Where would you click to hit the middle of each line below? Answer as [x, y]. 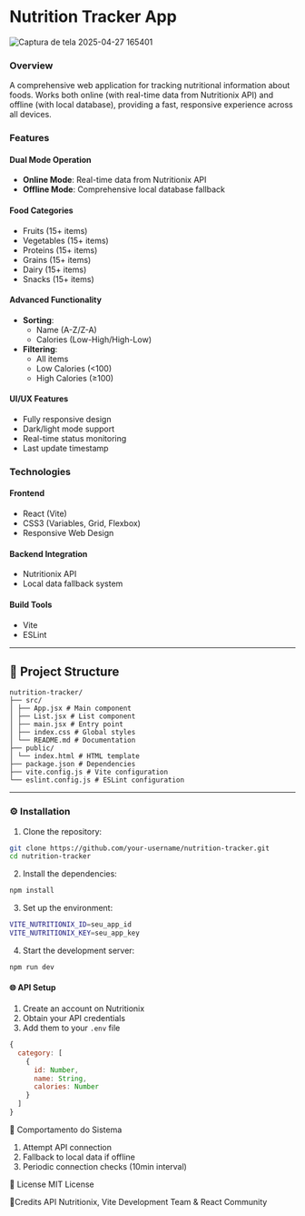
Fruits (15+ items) [55, 230]
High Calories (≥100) [75, 378]
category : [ [40, 1053]
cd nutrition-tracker [50, 856]
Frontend [27, 493]
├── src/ [26, 701]
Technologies [40, 471]
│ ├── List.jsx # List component [73, 716]
